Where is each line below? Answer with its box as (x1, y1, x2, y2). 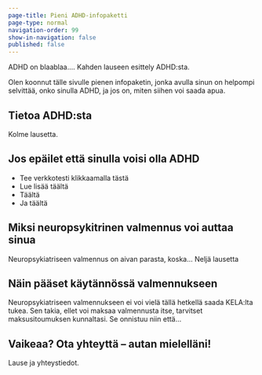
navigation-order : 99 (8, 26, 79, 34)
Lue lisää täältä (19, 182, 69, 191)
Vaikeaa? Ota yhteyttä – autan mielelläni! (8, 337, 212, 351)
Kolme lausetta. (8, 129, 59, 138)
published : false (8, 41, 65, 49)
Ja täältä (19, 198, 49, 208)
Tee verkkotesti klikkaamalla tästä (19, 173, 129, 182)
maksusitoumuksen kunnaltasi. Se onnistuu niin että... (8, 314, 182, 324)
